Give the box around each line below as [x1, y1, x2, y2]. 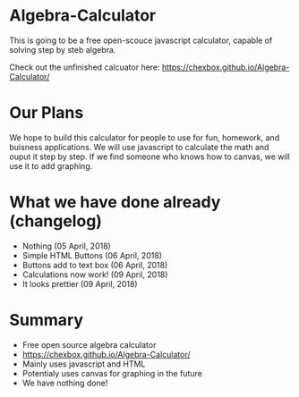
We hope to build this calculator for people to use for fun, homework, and [9, 131, 280, 143]
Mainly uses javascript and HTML [21, 359, 146, 369]
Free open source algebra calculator [21, 339, 157, 350]
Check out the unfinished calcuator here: [9, 62, 160, 72]
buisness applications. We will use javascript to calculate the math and [9, 141, 269, 152]
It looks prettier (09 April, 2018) [21, 278, 138, 289]
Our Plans [9, 103, 84, 123]
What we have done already [9, 192, 221, 213]
